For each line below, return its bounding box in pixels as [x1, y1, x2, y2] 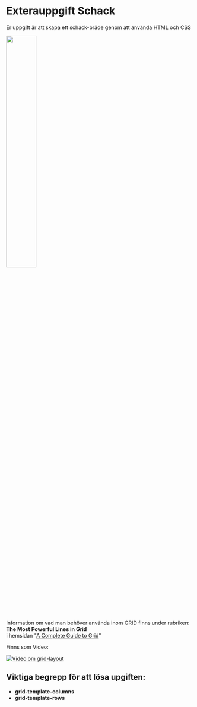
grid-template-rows [14, 694, 65, 701]
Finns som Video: [6, 643, 49, 651]
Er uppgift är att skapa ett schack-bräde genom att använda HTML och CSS [6, 24, 191, 31]
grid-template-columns [14, 687, 74, 695]
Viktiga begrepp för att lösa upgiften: [6, 672, 146, 682]
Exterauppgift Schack [6, 4, 116, 18]
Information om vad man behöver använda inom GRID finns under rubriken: [6, 619, 190, 626]
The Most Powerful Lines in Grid [6, 625, 87, 633]
